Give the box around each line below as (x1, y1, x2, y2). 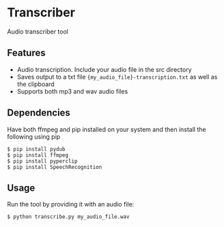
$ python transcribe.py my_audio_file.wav (7, 213, 130, 220)
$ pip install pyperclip (7, 157, 78, 165)
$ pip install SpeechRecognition (7, 163, 102, 170)
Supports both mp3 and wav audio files (16, 87, 128, 95)
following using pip (7, 132, 61, 141)
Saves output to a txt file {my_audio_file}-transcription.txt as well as (16, 72, 218, 81)
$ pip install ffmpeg (7, 152, 69, 159)
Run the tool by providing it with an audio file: (7, 200, 135, 209)
